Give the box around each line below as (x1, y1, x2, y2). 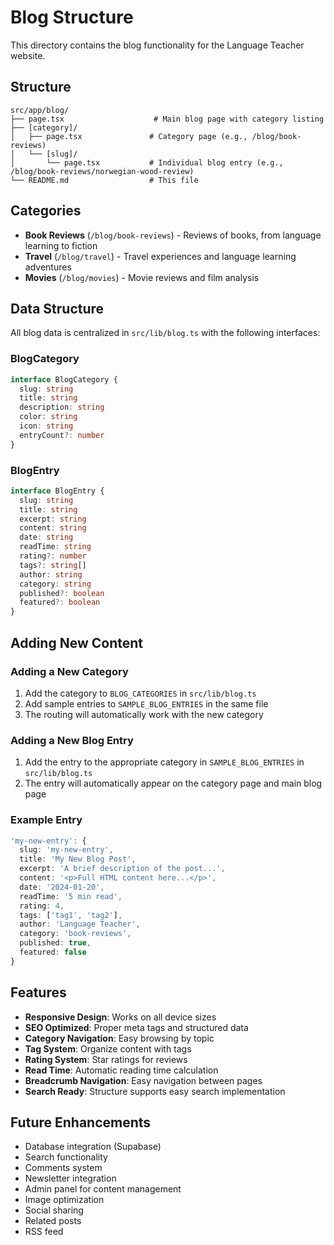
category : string (19, 579, 92, 589)
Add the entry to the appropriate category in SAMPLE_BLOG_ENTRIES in (24, 756, 305, 768)
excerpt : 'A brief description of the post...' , (19, 864, 226, 874)
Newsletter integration (24, 1172, 117, 1185)
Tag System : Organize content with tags (24, 1042, 192, 1055)
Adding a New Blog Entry (10, 733, 134, 747)
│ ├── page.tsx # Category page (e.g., (10, 131, 248, 141)
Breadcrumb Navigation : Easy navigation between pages (24, 1074, 263, 1086)
